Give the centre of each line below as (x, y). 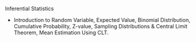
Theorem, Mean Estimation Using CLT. (61, 33)
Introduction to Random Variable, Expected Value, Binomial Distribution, (102, 20)
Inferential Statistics (29, 9)
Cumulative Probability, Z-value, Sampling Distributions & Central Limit (100, 26)
